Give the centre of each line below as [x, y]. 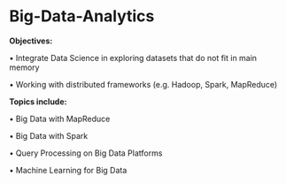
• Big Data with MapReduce [60, 119]
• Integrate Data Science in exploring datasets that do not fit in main [133, 57]
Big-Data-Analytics [82, 16]
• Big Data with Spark [49, 135]
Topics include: [38, 101]
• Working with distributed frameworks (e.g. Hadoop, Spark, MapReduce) [143, 84]
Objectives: [31, 41]
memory [24, 67]
